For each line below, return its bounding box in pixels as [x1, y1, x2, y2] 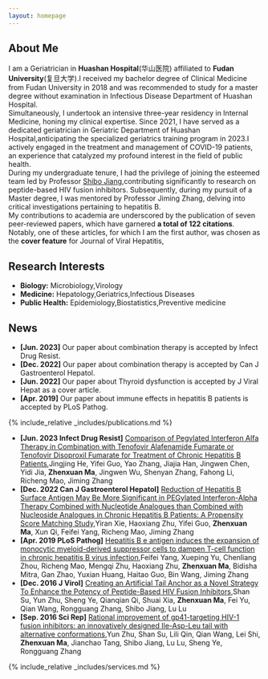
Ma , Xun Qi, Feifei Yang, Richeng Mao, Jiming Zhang [19, 527, 194, 537]
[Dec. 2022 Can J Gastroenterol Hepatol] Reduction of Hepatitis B [19, 485, 242, 494]
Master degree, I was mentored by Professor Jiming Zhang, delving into [8, 193, 246, 203]
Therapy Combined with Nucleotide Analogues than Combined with [19, 502, 243, 511]
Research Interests [8, 259, 105, 273]
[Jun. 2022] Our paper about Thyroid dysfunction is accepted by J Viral [19, 376, 259, 386]
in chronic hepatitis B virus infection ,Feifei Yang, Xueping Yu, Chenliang [19, 553, 257, 563]
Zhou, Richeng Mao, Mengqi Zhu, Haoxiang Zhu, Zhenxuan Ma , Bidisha [19, 561, 258, 571]
